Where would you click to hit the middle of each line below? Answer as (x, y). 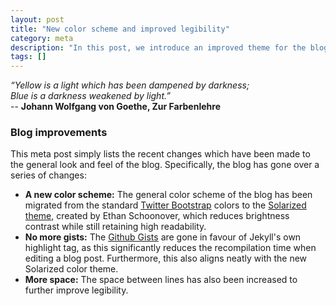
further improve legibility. (76, 290)
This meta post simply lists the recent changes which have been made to (160, 154)
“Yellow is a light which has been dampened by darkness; (130, 85)
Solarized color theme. (71, 269)
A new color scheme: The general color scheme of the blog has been (168, 195)
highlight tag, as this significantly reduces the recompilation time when (170, 248)
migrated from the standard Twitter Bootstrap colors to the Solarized (165, 205)
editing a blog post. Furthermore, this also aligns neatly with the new (166, 258)
